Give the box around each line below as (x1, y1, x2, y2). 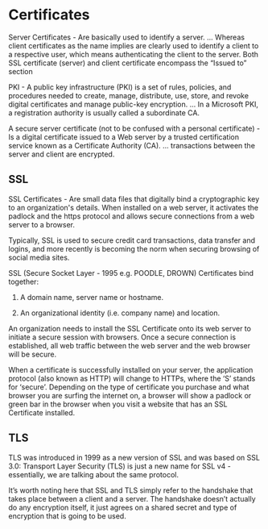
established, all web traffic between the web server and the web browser (8, 340, 251, 350)
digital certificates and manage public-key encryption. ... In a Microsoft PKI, (8, 99, 259, 109)
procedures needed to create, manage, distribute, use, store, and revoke (8, 90, 249, 100)
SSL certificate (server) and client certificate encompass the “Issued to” (8, 58, 247, 68)
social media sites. (8, 252, 70, 262)
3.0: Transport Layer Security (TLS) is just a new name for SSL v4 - (8, 461, 231, 471)
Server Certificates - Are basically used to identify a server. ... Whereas (8, 32, 245, 42)
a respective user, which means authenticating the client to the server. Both (8, 49, 259, 59)
